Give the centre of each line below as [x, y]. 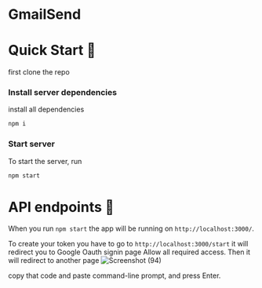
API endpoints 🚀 [61, 207]
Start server [31, 144]
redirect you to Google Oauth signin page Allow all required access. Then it [129, 252]
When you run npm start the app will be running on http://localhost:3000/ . [131, 228]
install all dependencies [46, 109]
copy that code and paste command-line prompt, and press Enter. [115, 275]
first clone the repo [39, 72]
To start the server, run [45, 161]
